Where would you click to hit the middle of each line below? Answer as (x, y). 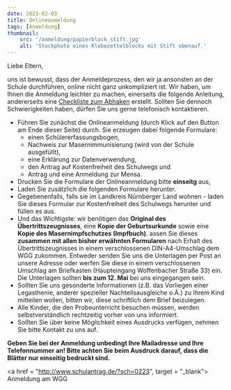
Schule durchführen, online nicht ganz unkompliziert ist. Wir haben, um (109, 87)
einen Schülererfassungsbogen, (73, 137)
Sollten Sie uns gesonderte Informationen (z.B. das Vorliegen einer (113, 285)
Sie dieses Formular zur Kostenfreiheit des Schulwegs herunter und (114, 204)
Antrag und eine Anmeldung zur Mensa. (85, 174)
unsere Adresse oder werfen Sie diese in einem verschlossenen (109, 263)
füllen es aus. (37, 211)
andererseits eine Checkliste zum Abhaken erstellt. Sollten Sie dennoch (110, 101)
